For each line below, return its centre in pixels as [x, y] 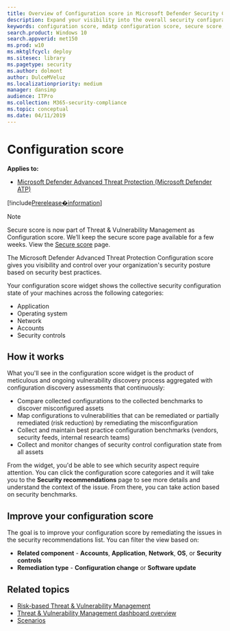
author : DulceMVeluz [37, 77]
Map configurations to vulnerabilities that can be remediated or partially [118, 416]
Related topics [38, 590]
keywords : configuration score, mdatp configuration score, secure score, [116, 26]
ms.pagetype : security [39, 64]
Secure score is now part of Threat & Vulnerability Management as [101, 230]
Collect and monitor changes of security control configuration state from [119, 445]
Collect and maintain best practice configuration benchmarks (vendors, [118, 430]
